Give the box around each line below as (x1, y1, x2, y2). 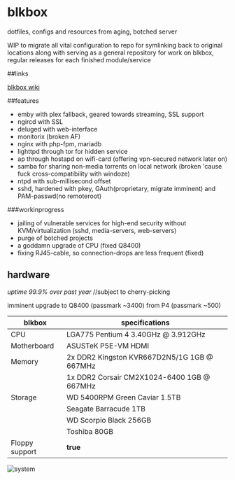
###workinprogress (7, 205, 64, 213)
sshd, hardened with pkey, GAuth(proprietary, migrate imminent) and (17, 184, 216, 192)
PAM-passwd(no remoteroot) (17, 192, 102, 200)
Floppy (10, 438, 34, 448)
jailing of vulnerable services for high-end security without (17, 218, 187, 227)
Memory (10, 356, 38, 366)
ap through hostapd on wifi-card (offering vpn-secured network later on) (17, 155, 228, 163)
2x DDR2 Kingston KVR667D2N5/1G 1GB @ (66, 352, 213, 362)
